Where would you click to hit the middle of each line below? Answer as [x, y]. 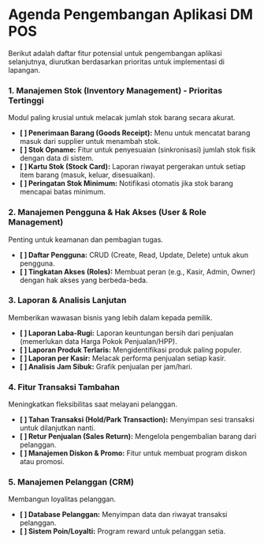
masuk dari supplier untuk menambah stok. [89, 142]
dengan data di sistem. [57, 158]
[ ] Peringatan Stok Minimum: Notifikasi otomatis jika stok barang [126, 183]
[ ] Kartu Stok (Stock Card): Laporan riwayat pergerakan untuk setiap [132, 167]
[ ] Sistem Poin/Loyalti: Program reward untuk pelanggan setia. [123, 531]
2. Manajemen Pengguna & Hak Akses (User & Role [108, 213]
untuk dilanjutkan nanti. [58, 428]
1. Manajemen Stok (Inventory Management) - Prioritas [115, 90]
